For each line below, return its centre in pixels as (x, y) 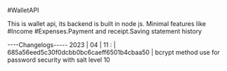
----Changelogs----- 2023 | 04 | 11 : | (61, 45)
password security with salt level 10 (59, 60)
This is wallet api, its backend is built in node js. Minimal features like (106, 24)
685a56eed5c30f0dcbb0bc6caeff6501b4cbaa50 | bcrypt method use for (113, 52)
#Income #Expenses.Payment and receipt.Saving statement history (105, 31)
